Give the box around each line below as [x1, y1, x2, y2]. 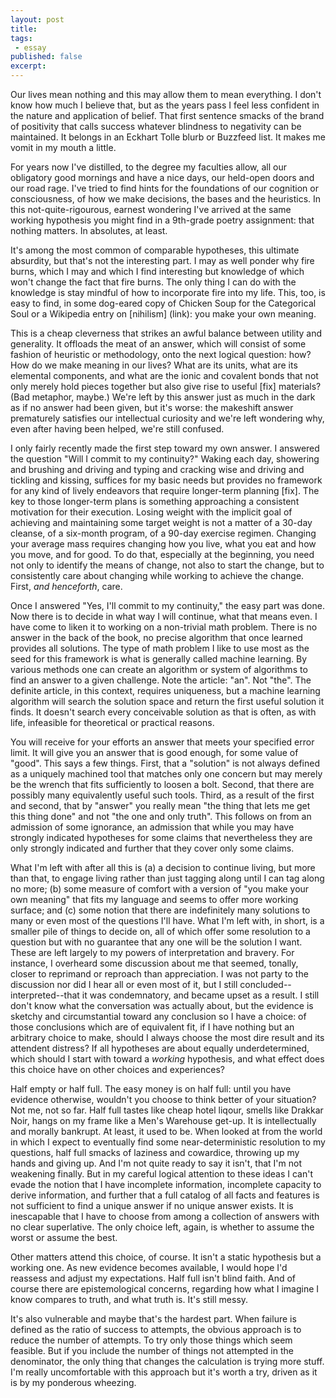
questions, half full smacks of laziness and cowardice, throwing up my [10, 1147, 300, 1158]
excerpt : [10, 61, 47, 71]
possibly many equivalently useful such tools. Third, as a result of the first [10, 789, 315, 801]
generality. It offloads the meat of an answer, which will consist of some [10, 338, 307, 350]
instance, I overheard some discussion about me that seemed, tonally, [10, 957, 299, 969]
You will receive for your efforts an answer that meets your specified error [10, 736, 315, 748]
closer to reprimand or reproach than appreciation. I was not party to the [10, 968, 309, 980]
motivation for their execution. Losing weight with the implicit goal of [10, 506, 293, 518]
